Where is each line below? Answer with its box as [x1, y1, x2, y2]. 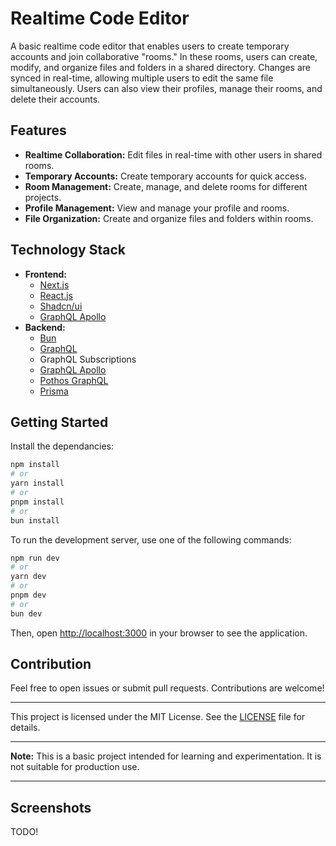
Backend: [24, 321, 66, 333]
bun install [10, 515, 60, 526]
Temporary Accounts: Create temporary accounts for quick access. [24, 170, 307, 182]
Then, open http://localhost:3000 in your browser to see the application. [10, 627, 308, 639]
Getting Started [10, 413, 109, 431]
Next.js [39, 278, 70, 291]
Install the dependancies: [10, 440, 115, 452]
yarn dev [10, 572, 47, 582]
